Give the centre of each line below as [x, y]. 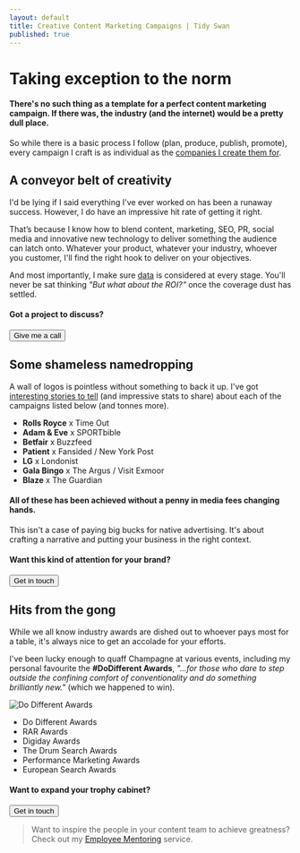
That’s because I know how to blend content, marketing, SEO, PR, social [142, 228]
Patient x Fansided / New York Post [88, 451]
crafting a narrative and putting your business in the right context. [131, 539]
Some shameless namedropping [102, 365]
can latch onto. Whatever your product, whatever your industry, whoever [143, 248]
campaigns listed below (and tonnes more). [89, 405]
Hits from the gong [63, 610]
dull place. [29, 123]
